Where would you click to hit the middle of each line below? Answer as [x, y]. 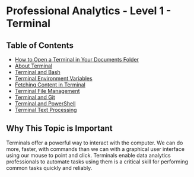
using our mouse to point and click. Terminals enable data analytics [88, 155]
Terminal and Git [35, 97]
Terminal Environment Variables [54, 78]
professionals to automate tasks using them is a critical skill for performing [97, 162]
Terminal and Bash [37, 72]
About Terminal [33, 66]
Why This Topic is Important [59, 128]
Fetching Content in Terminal [50, 85]
